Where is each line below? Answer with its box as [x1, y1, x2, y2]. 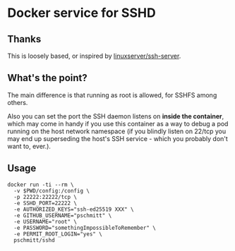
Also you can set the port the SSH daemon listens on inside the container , [7, 111, 224, 121]
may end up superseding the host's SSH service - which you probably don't [7, 134, 228, 142]
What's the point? [7, 72, 88, 84]
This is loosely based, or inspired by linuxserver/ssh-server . [7, 51, 181, 60]
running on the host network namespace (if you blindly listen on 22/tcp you [7, 127, 227, 135]
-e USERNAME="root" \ [13, 218, 78, 225]
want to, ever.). [7, 142, 52, 150]
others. [7, 98, 28, 106]
